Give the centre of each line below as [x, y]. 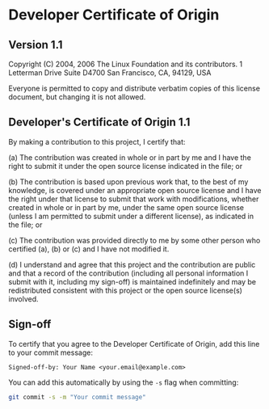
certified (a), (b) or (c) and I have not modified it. [89, 249]
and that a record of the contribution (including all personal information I [128, 273]
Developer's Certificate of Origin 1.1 [99, 122]
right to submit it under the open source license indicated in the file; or [126, 166]
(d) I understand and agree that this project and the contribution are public [132, 264]
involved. [23, 299]
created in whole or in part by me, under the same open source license [126, 207]
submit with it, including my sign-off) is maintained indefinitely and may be [132, 281]
